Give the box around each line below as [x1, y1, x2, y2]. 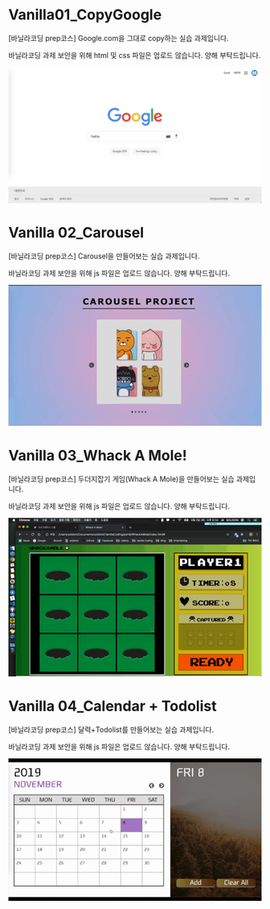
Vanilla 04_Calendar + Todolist [8, 697, 217, 716]
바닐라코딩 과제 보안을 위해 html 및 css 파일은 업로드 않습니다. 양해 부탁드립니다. [8, 50, 261, 60]
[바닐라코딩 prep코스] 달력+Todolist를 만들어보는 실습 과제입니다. [8, 725, 215, 734]
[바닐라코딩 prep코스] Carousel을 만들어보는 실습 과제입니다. [8, 251, 200, 261]
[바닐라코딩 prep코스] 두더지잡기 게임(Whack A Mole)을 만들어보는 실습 [8, 473, 235, 484]
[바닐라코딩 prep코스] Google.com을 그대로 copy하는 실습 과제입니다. [8, 33, 229, 43]
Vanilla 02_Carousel [8, 223, 145, 242]
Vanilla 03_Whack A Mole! [8, 447, 187, 465]
